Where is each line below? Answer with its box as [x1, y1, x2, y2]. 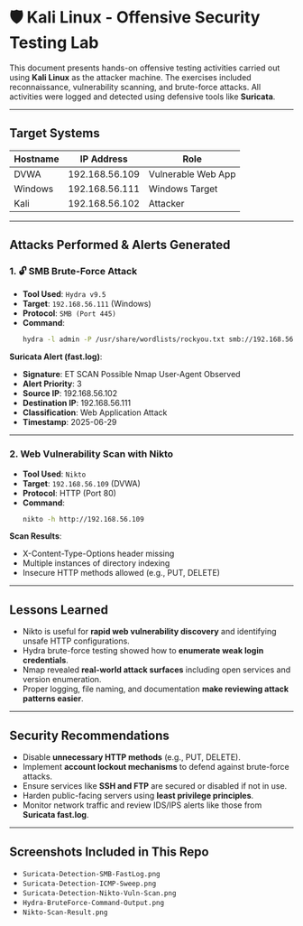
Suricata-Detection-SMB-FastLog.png [22, 869, 161, 878]
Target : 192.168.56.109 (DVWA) [22, 477, 142, 488]
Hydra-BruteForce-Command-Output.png [22, 898, 165, 907]
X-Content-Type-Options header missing [22, 548, 175, 560]
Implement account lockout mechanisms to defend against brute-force [22, 762, 290, 773]
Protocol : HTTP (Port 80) [22, 487, 117, 498]
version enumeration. [22, 674, 102, 685]
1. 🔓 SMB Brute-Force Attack [9, 265, 138, 278]
